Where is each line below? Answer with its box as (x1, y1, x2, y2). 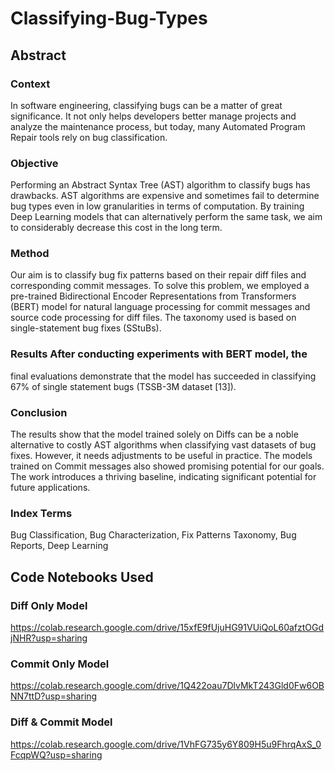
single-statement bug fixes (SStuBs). (10, 322, 162, 334)
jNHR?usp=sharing (10, 632, 88, 644)
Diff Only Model (10, 598, 88, 612)
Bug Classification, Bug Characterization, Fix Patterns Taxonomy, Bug (10, 529, 297, 541)
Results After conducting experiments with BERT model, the (10, 347, 308, 361)
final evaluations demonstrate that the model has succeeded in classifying (10, 370, 317, 382)
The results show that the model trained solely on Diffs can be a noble (10, 428, 299, 441)
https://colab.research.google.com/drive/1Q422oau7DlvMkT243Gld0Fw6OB (10, 680, 325, 692)
